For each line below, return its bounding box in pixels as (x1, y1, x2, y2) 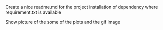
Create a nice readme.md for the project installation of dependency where (5, 4, 158, 10)
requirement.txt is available (5, 9, 61, 15)
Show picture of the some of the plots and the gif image (5, 19, 120, 25)
